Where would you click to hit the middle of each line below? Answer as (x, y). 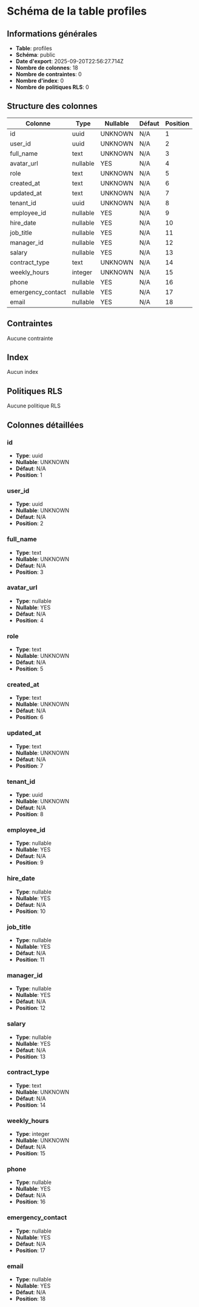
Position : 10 (31, 911)
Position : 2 (29, 523)
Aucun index (23, 372)
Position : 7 (29, 766)
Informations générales (52, 34)
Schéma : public (35, 55)
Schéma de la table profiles (77, 11)
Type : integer (33, 1134)
